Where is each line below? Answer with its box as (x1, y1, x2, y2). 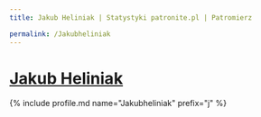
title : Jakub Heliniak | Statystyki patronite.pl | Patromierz (9, 13, 253, 22)
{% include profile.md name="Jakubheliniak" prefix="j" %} (9, 98, 228, 109)
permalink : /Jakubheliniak (9, 29, 111, 39)
